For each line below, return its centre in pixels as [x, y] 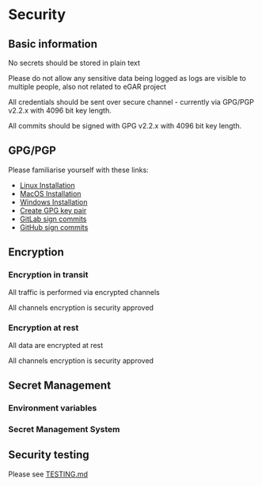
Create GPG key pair [53, 210]
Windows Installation [53, 202]
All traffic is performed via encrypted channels [84, 292]
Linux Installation [47, 185]
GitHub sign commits [54, 227]
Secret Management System [64, 430]
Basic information [53, 44]
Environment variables [53, 408]
